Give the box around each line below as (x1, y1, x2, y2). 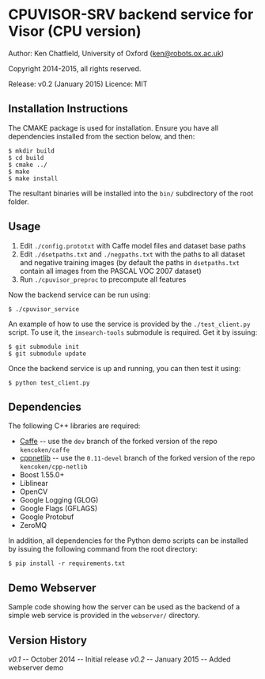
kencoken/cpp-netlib (19, 463, 88, 472)
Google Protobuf (19, 512, 74, 522)
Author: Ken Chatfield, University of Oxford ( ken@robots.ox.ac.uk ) (8, 48, 224, 58)
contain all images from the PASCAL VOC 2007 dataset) (19, 266, 202, 275)
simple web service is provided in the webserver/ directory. (8, 611, 200, 620)
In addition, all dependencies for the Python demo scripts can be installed (8, 536, 248, 545)
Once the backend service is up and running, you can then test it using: (8, 363, 241, 373)
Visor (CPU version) (8, 22, 142, 40)
